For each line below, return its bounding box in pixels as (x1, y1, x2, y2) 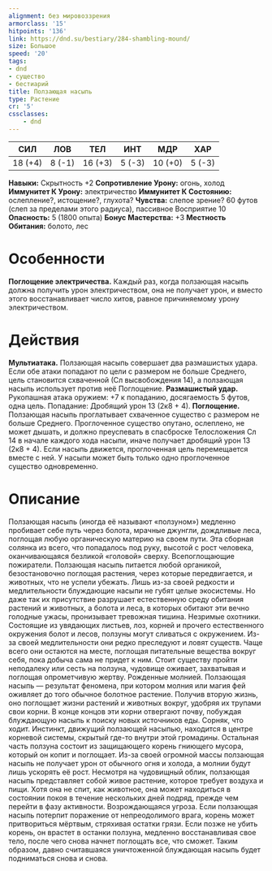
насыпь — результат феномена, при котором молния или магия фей (8, 680, 246, 691)
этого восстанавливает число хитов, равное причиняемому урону (8, 293, 240, 303)
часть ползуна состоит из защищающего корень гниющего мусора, (8, 741, 244, 751)
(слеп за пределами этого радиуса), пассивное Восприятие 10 (8, 204, 227, 214)
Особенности (8, 249, 106, 268)
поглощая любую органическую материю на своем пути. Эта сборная (8, 534, 254, 544)
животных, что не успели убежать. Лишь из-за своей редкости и (8, 577, 235, 587)
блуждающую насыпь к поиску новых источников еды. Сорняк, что (8, 715, 244, 725)
